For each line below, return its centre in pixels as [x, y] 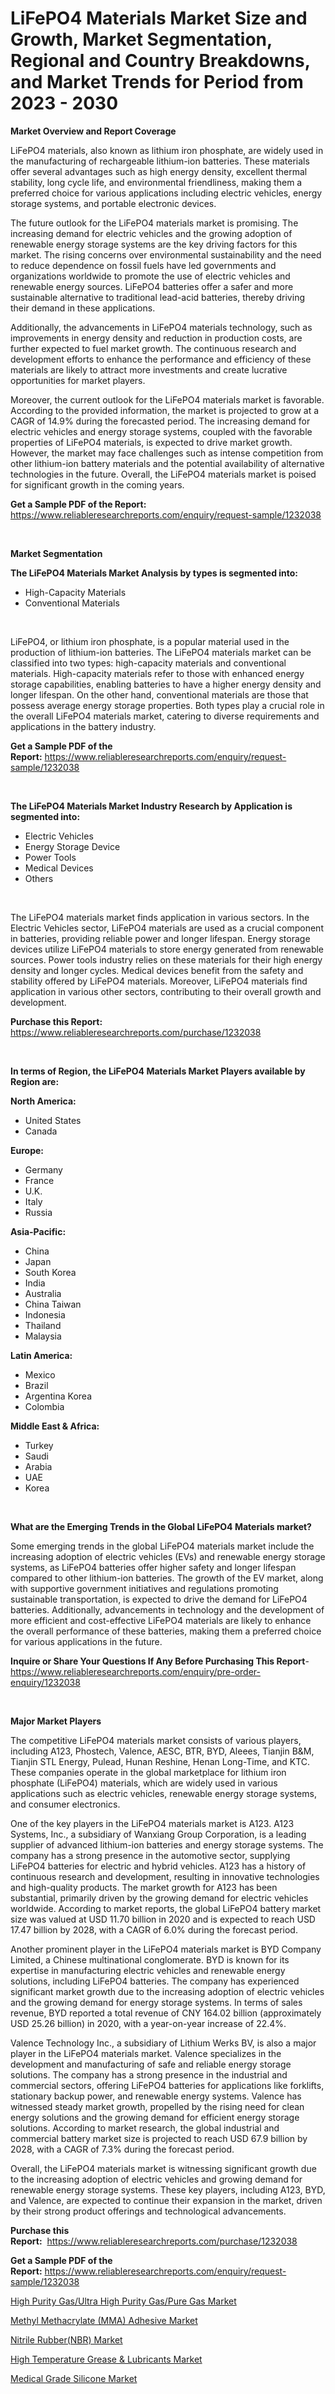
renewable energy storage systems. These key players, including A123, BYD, [168, 2189]
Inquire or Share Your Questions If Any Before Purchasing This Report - [160, 1661]
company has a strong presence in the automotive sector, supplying [150, 1855]
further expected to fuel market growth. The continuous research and [153, 348]
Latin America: [41, 1355]
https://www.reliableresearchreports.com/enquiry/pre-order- [135, 1671]
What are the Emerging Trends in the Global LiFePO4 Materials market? [161, 1526]
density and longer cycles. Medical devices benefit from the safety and [157, 970]
